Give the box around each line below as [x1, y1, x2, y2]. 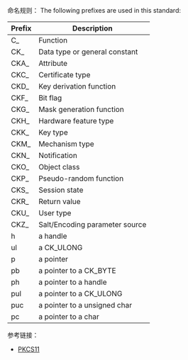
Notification [38, 151, 78, 160]
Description [72, 23, 113, 33]
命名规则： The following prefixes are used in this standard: [7, 6, 182, 14]
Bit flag [38, 93, 62, 103]
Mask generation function [38, 105, 124, 114]
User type [38, 208, 72, 218]
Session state [38, 185, 84, 195]
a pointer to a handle [38, 277, 108, 287]
